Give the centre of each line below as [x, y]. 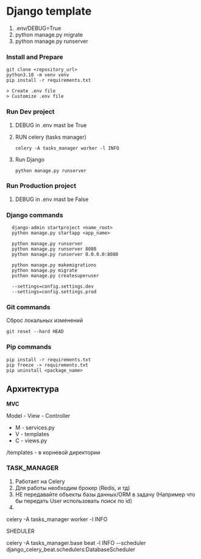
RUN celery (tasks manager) [51, 137]
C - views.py [31, 440]
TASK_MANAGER [33, 468]
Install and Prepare [35, 57]
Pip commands [29, 347]
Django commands [35, 215]
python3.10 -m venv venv [38, 75]
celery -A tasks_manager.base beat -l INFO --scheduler [76, 543]
